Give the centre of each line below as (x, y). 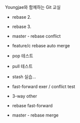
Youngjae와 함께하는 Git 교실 (33, 7)
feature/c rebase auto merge (41, 46)
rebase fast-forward (32, 106)
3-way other (25, 96)
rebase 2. (22, 17)
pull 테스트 (22, 66)
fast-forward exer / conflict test (44, 87)
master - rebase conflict (36, 36)
